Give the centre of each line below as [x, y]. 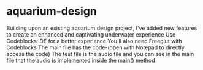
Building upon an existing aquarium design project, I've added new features [102, 28]
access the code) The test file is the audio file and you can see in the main [100, 54]
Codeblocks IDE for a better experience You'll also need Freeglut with [94, 41]
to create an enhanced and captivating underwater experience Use [91, 34]
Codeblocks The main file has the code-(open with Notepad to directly [96, 47]
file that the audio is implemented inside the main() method [81, 60]
